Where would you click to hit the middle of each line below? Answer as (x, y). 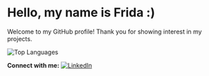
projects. (20, 38)
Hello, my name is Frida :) (81, 13)
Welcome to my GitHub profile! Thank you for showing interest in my (104, 31)
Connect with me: (34, 65)
